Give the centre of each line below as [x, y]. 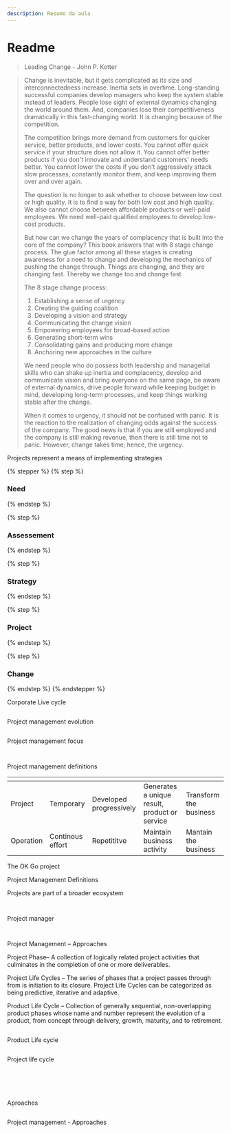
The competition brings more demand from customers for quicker [117, 137]
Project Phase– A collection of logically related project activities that [103, 957]
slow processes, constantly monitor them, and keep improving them [120, 174]
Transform [203, 795]
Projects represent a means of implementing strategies [85, 458]
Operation [27, 841]
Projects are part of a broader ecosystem [65, 893]
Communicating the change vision [83, 323]
